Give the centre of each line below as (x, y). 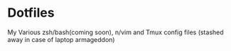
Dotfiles (31, 13)
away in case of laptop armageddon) (61, 39)
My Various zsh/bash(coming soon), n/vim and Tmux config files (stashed (116, 32)
